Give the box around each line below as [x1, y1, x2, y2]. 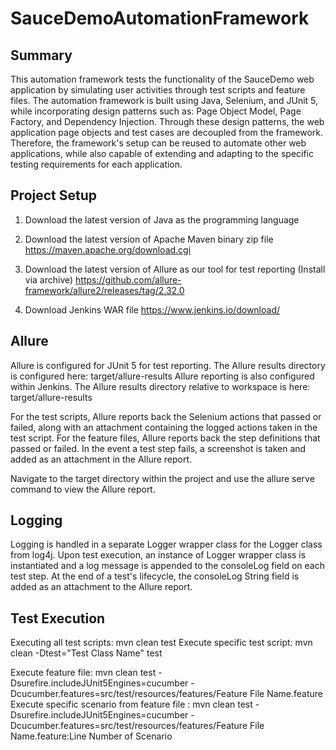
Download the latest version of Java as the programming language [24, 213, 300, 226]
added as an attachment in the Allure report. [10, 453, 193, 465]
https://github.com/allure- [75, 273, 182, 286]
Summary [10, 47, 73, 64]
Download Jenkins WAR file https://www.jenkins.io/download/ [24, 303, 281, 316]
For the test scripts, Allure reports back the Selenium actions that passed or [10, 410, 322, 422]
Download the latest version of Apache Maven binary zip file [24, 233, 274, 245]
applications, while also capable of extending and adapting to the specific [10, 148, 315, 159]
